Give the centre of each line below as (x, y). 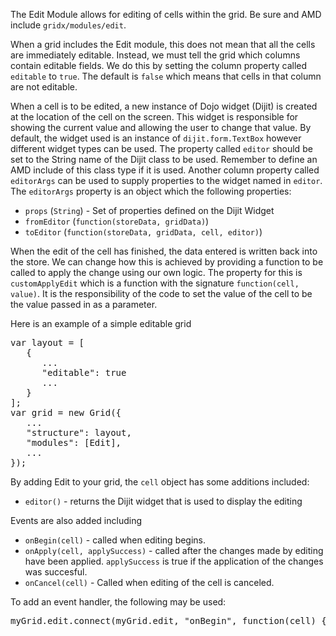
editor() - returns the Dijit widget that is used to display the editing (163, 501)
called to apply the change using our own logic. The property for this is (156, 272)
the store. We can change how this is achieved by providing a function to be (167, 262)
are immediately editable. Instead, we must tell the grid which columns (155, 55)
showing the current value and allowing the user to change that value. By (161, 127)
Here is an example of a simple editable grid (101, 323)
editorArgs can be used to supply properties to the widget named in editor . (166, 180)
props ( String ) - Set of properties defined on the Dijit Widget (149, 210)
